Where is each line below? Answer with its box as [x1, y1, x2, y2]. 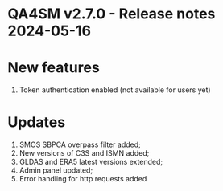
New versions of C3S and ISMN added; [19, 148, 150, 158]
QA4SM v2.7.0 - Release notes [7, 5, 216, 23]
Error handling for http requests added [19, 174, 147, 184]
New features [7, 59, 100, 77]
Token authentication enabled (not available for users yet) [19, 85, 211, 95]
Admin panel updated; [19, 165, 93, 175]
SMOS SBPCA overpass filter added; [19, 140, 142, 149]
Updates [7, 113, 66, 132]
